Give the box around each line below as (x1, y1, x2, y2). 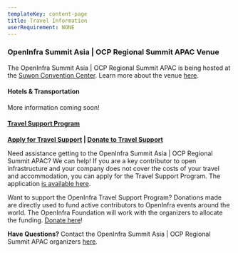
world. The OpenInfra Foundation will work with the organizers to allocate (7, 208, 223, 217)
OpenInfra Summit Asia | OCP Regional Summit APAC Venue (7, 47, 219, 57)
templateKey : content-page (7, 10, 88, 18)
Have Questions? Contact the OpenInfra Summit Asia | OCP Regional (7, 229, 211, 239)
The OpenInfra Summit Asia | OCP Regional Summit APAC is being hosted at (7, 63, 231, 72)
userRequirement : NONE (7, 24, 75, 31)
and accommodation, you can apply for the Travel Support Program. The (7, 172, 221, 180)
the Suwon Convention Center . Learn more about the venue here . (7, 71, 200, 79)
